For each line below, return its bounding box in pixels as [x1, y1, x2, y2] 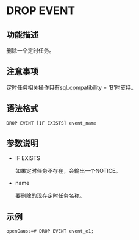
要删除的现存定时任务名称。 [15, 192, 85, 199]
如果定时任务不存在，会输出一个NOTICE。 [15, 167, 121, 175]
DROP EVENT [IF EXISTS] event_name [6, 120, 97, 126]
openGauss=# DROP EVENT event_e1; [6, 228, 94, 235]
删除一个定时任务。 [6, 47, 55, 54]
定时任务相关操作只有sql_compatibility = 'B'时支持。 [6, 84, 137, 91]
